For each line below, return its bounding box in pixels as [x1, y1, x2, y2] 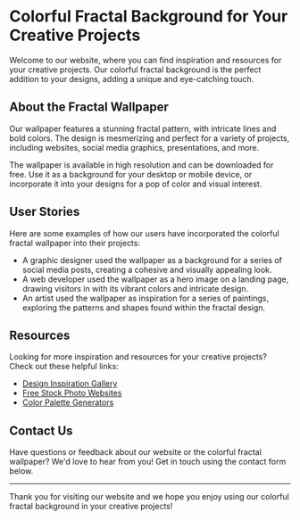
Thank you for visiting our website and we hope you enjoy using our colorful [9, 491, 290, 502]
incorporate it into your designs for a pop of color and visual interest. [9, 178, 262, 189]
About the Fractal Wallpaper [9, 100, 170, 115]
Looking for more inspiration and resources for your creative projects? [9, 351, 268, 362]
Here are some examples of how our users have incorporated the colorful [9, 227, 279, 238]
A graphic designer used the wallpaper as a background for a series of [21, 254, 283, 265]
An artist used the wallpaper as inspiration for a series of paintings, [21, 293, 270, 303]
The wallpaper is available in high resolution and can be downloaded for [9, 159, 274, 170]
